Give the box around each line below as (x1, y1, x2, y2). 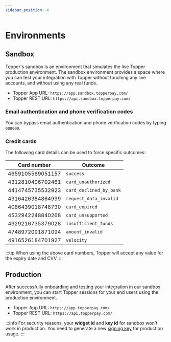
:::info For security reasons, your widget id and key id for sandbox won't (5, 320, 158, 326)
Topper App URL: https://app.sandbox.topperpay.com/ (12, 90, 129, 96)
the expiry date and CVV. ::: (5, 255, 63, 262)
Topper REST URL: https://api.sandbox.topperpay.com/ (12, 95, 131, 101)
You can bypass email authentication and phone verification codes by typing (5, 119, 166, 125)
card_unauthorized (66, 179, 111, 185)
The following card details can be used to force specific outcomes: (5, 149, 146, 156)
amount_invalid (66, 229, 103, 235)
